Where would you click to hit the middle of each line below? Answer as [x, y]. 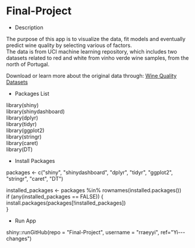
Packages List [32, 93]
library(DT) [19, 149]
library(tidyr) [21, 124]
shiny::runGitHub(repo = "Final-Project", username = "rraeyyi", [83, 232]
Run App [26, 221]
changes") [19, 238]
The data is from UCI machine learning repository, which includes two [92, 51]
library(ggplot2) [25, 130]
